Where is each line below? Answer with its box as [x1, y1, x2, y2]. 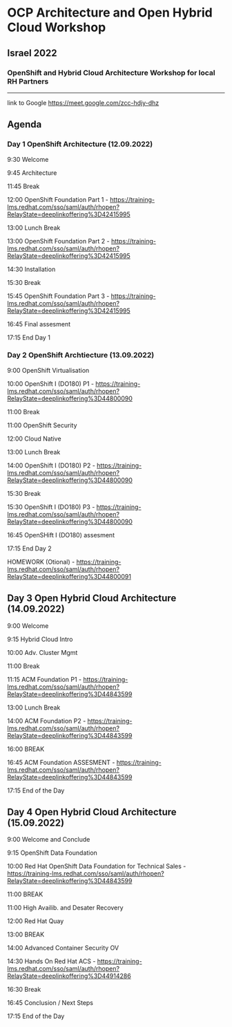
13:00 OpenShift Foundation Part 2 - [7, 237, 110, 245]
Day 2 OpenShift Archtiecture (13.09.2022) [7, 351, 155, 360]
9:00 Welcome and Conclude [7, 835, 90, 844]
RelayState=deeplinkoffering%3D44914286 [7, 972, 131, 980]
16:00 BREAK [7, 745, 45, 753]
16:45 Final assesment [7, 320, 71, 328]
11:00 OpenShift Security [7, 420, 77, 429]
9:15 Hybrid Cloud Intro [7, 635, 73, 643]
